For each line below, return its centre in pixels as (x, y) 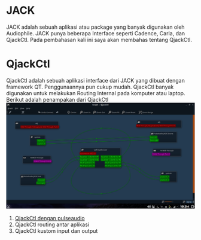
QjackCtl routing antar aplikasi (52, 224)
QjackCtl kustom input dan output (56, 230)
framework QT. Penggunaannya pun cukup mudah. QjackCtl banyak (90, 87)
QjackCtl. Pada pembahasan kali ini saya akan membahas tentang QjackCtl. (99, 40)
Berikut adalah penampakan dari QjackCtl (57, 99)
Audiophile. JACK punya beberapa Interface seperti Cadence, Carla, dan (96, 33)
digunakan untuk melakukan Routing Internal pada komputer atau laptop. (96, 93)
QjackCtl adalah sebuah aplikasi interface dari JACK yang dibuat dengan (96, 80)
